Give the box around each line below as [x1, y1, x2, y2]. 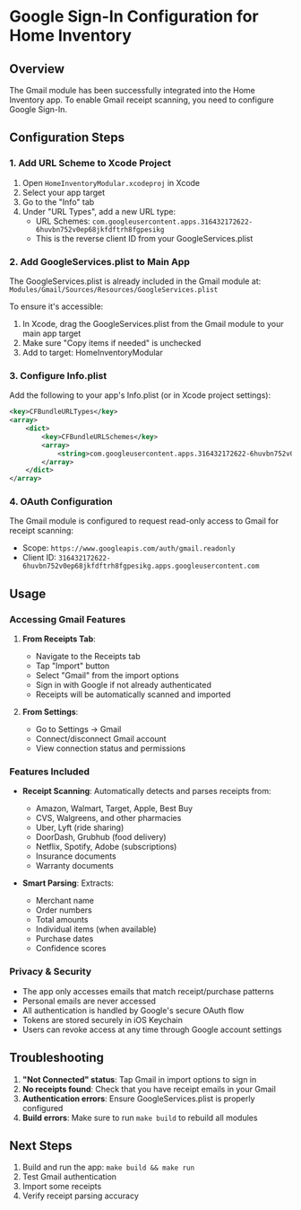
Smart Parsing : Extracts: [21, 878, 115, 888]
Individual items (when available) [35, 923, 157, 935]
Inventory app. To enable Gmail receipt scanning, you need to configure [9, 94, 275, 105]
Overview [9, 61, 65, 76]
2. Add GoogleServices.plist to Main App [9, 255, 190, 268]
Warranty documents [35, 861, 114, 871]
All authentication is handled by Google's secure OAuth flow [21, 1004, 245, 1016]
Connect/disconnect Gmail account [35, 734, 168, 745]
